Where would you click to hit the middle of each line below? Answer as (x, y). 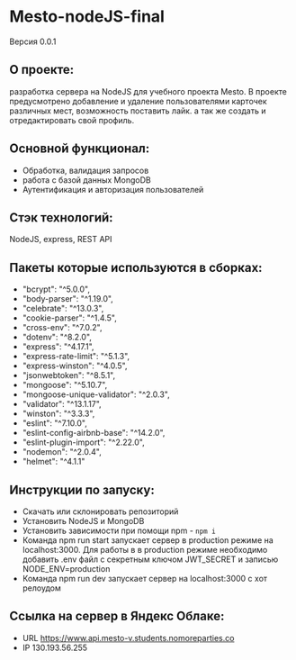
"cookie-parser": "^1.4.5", (69, 318)
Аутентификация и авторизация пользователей (113, 189)
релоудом (41, 588)
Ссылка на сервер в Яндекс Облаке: (117, 616)
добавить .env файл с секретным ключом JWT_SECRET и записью (150, 559)
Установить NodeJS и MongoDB (83, 521)
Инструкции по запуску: (82, 489)
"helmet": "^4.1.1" (54, 462)
